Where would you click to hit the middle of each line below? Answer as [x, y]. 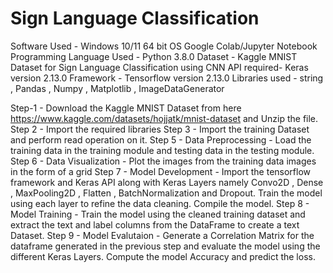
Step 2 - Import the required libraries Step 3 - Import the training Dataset [160, 129]
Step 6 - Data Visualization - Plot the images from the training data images [163, 161]
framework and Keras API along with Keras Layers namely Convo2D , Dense [167, 182]
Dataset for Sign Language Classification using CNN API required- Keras [159, 67]
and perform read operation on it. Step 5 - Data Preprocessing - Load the [161, 139]
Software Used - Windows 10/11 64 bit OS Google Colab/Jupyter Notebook [164, 46]
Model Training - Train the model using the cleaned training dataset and [158, 214]
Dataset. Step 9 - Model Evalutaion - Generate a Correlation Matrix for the [162, 235]
